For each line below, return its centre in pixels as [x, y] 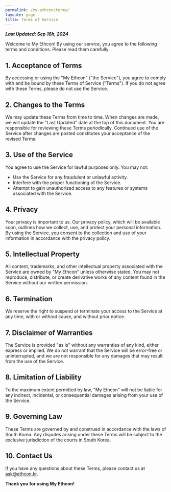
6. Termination [29, 299]
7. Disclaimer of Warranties [49, 333]
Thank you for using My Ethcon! [40, 483]
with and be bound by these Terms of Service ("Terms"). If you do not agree [86, 83]
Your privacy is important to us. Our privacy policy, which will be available [83, 222]
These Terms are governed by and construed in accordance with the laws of [86, 429]
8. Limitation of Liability [43, 377]
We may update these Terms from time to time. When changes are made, [82, 117]
